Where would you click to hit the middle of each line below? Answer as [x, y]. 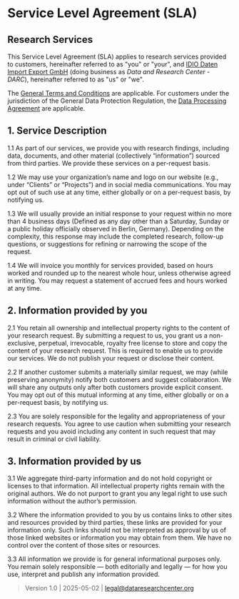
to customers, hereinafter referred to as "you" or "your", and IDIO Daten [113, 64]
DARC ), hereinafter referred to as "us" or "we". [76, 79]
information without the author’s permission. [72, 501]
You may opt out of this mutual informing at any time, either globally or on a [118, 395]
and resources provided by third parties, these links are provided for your [115, 523]
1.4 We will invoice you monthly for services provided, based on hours [110, 265]
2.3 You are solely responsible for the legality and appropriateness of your [116, 416]
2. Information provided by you [77, 311]
